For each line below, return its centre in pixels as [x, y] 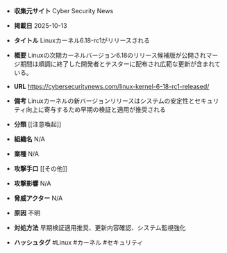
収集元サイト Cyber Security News [64, 11]
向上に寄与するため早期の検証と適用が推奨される [95, 109]
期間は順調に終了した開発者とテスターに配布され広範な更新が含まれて [120, 64]
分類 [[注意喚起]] [37, 124]
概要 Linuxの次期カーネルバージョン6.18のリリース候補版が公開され [110, 55]
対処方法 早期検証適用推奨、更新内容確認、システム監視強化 [100, 228]
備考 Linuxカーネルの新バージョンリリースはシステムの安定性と [104, 101]
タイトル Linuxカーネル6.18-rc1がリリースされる [82, 40]
